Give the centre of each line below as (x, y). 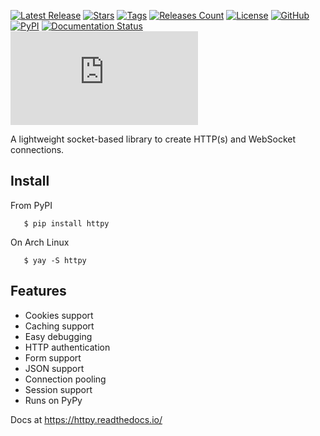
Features (38, 291)
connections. (37, 149)
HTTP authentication (67, 347)
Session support (58, 389)
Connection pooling (65, 379)
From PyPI (31, 205)
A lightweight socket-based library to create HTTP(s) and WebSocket (153, 139)
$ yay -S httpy (55, 260)
